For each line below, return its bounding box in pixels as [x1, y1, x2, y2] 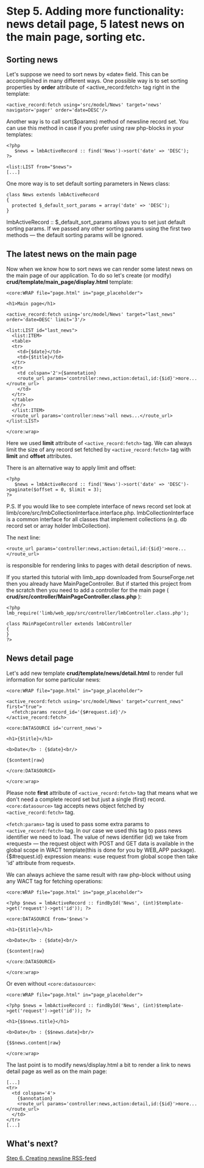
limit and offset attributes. [6, 452, 72, 460]
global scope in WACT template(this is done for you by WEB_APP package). [6, 846, 196, 853]
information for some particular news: [6, 675, 101, 683]
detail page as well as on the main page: [6, 1067, 108, 1075]
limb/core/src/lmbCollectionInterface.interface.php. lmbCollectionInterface [6, 509, 194, 516]
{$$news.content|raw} [6, 1039, 62, 1046]
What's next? [6, 1139, 58, 1149]
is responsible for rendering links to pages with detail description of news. [6, 561, 192, 569]
